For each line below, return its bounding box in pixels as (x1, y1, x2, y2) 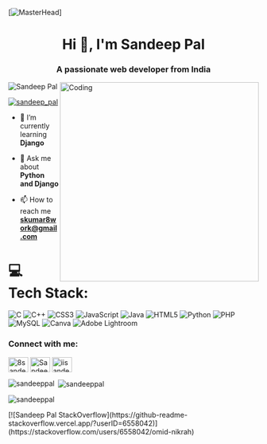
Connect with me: (8, 339, 79, 350)
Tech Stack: (8, 284, 89, 302)
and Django (19, 179, 59, 189)
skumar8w (19, 215, 57, 225)
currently (19, 121, 50, 131)
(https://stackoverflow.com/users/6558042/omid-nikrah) (8, 427, 195, 437)
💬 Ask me (19, 154, 52, 163)
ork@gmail (19, 223, 57, 233)
